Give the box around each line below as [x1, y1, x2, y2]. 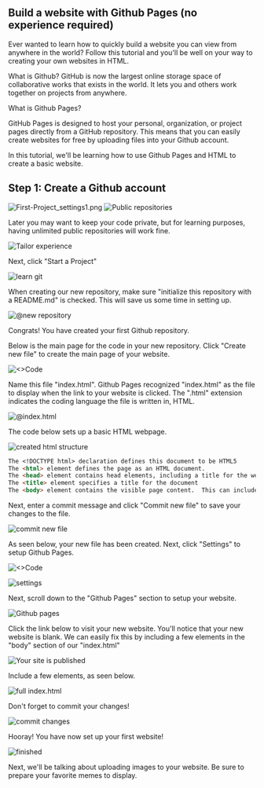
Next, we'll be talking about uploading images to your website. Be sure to [8, 762, 245, 772]
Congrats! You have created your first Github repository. [8, 325, 190, 335]
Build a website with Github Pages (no [8, 6, 198, 20]
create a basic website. [8, 159, 84, 168]
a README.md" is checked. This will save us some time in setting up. [8, 295, 232, 305]
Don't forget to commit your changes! [8, 702, 130, 710]
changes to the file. [8, 509, 71, 518]
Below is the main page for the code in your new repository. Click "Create [8, 341, 246, 350]
